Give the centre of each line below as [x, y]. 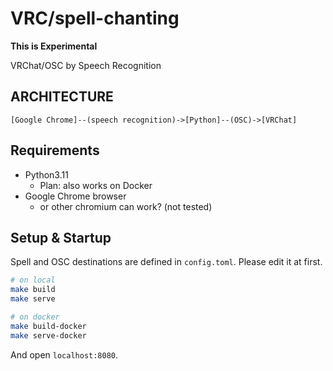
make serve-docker [48, 335]
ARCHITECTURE [62, 97]
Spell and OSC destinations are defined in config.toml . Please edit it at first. [166, 262]
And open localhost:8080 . [64, 354]
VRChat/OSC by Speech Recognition [86, 65]
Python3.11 [46, 174]
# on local [33, 280]
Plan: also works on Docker [96, 185]
